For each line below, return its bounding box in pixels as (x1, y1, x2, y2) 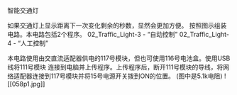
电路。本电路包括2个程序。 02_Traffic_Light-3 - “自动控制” (7, 30, 178, 38)
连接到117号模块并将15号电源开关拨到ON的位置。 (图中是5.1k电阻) (31, 72, 223, 80)
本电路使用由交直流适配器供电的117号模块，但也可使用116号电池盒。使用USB (7, 54, 231, 62)
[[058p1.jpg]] (7, 80, 45, 88)
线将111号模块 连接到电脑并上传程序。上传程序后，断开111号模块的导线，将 (7, 63, 224, 71)
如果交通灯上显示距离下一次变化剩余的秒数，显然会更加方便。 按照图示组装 (7, 21, 227, 30)
